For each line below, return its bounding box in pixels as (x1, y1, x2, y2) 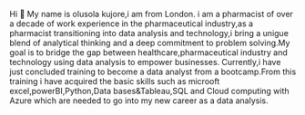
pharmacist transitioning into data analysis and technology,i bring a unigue (9, 28, 290, 38)
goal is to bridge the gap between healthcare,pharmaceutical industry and (9, 47, 289, 58)
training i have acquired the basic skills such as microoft (9, 76, 220, 86)
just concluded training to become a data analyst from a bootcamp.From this (9, 66, 297, 77)
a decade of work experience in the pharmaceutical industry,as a (9, 18, 253, 29)
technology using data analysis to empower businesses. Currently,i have (9, 57, 281, 67)
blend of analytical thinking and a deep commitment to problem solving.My (9, 37, 290, 48)
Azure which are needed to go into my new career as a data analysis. (9, 95, 269, 106)
